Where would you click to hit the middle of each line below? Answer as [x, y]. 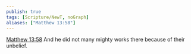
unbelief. [17, 46]
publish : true [24, 12]
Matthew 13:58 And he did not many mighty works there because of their [96, 40]
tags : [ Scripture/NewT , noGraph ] [48, 17]
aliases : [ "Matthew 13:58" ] [41, 23]
